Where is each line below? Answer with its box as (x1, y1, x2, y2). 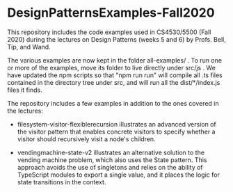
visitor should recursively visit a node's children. (17, 134, 156, 143)
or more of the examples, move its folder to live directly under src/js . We (7, 63, 216, 72)
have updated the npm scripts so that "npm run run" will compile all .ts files (7, 71, 223, 79)
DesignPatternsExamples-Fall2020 (7, 5, 215, 21)
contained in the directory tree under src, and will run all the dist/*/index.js (7, 78, 220, 86)
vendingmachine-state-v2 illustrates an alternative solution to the (17, 148, 205, 157)
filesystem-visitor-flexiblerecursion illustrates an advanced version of (17, 120, 217, 128)
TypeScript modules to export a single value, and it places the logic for (17, 170, 220, 179)
